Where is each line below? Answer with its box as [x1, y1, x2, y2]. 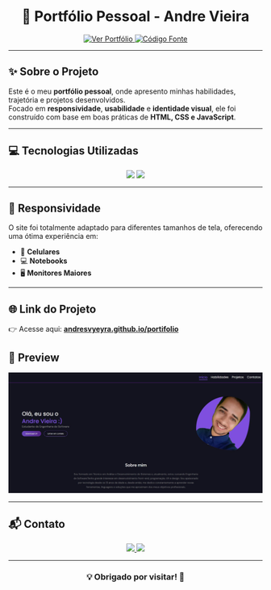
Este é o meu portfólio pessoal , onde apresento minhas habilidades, [8, 86, 236, 96]
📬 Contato [8, 517, 66, 531]
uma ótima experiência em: [8, 232, 98, 241]
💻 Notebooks [19, 256, 68, 266]
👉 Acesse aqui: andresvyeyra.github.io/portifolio [8, 324, 179, 334]
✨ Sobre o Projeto [8, 65, 99, 79]
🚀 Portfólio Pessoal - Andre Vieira [21, 7, 250, 26]
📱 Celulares [19, 247, 60, 257]
